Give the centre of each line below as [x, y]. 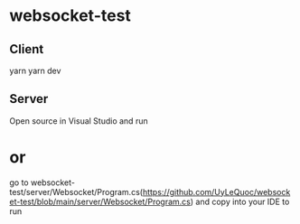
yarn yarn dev [35, 70]
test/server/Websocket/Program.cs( [76, 191]
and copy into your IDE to [243, 201]
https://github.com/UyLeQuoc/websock [216, 191]
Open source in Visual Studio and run [79, 121]
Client [27, 49]
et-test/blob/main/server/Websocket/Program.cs [100, 201]
